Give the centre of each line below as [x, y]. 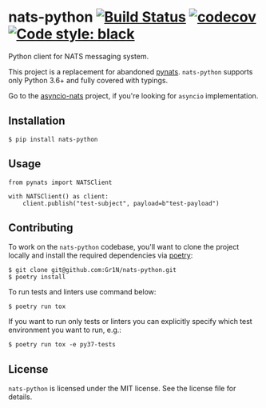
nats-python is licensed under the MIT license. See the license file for [122, 389]
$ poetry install [37, 277]
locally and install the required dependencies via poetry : [101, 255]
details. [20, 397]
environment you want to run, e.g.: [65, 330]
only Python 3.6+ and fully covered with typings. [88, 80]
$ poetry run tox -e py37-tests [62, 345]
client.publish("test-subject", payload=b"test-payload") [121, 203]
